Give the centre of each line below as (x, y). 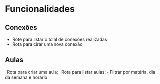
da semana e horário (26, 77)
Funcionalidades (40, 9)
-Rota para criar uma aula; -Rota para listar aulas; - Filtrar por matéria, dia (80, 72)
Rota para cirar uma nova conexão (47, 44)
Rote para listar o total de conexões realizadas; (60, 39)
